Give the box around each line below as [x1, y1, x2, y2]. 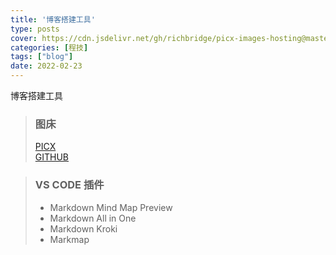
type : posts [10, 24, 60, 34]
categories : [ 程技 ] [10, 42, 89, 53]
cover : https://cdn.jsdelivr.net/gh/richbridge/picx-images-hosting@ [10, 33, 307, 43]
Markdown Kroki [49, 222, 118, 235]
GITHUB [34, 151, 70, 163]
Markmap [49, 233, 90, 245]
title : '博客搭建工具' [10, 14, 96, 25]
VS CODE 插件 [34, 178, 105, 192]
